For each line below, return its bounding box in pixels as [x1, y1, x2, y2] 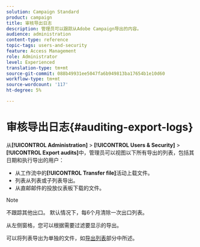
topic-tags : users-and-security [6, 43, 87, 49]
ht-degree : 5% [6, 87, 42, 93]
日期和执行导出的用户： [6, 156, 64, 163]
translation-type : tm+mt [6, 64, 68, 71]
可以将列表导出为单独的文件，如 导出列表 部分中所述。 [6, 234, 138, 242]
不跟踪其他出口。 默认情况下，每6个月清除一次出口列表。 [6, 208, 148, 216]
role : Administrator [6, 54, 58, 60]
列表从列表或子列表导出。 [14, 177, 79, 184]
